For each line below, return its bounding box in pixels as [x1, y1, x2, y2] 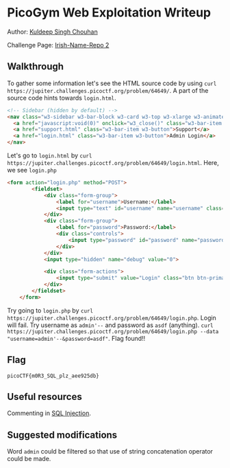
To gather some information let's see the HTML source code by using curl [7, 79, 217, 87]
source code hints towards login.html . [7, 93, 116, 102]
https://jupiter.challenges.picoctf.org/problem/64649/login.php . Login [7, 313, 217, 322]
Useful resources [7, 390, 82, 403]
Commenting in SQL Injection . [7, 409, 91, 417]
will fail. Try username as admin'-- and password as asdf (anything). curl [7, 321, 214, 329]
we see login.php [7, 166, 57, 174]
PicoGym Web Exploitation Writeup [7, 5, 211, 21]
